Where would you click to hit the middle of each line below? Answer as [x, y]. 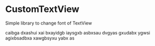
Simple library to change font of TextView [49, 23]
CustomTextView [42, 9]
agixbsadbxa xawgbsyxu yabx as [40, 38]
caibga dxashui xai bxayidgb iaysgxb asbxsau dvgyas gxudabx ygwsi [78, 32]
